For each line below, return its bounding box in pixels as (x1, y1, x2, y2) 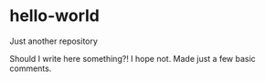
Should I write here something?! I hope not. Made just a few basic (9, 53, 256, 64)
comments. (9, 63, 52, 74)
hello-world (9, 5, 101, 26)
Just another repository (9, 35, 99, 46)
